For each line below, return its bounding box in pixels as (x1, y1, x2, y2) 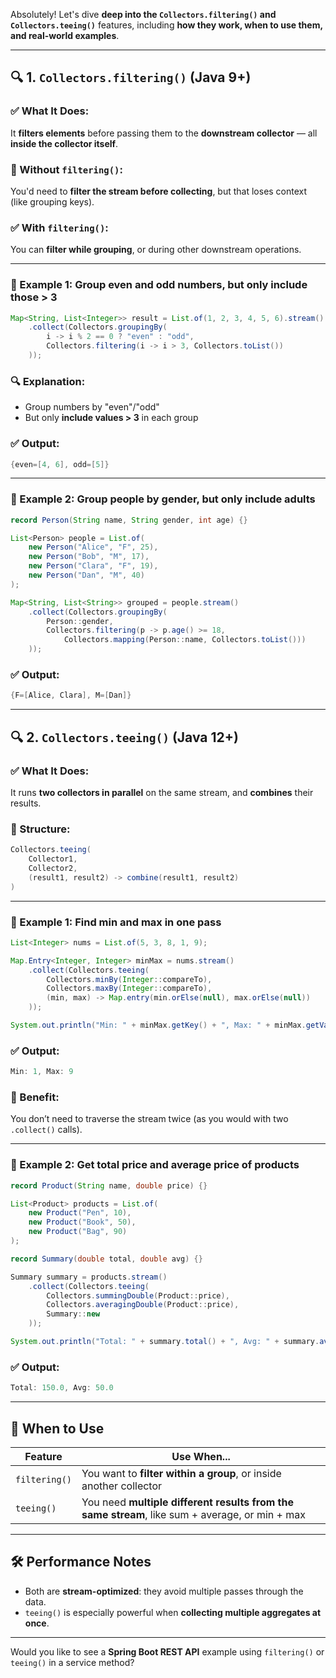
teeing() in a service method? (10, 1656, 135, 1668)
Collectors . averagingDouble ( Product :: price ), (46, 1300, 240, 1310)
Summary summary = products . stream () (10, 1272, 168, 1282)
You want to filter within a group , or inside (81, 1466, 282, 1480)
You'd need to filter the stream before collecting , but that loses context (10, 185, 308, 197)
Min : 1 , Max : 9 (10, 1067, 74, 1077)
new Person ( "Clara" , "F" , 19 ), (28, 561, 159, 571)
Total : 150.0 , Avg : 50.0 (10, 1383, 114, 1393)
